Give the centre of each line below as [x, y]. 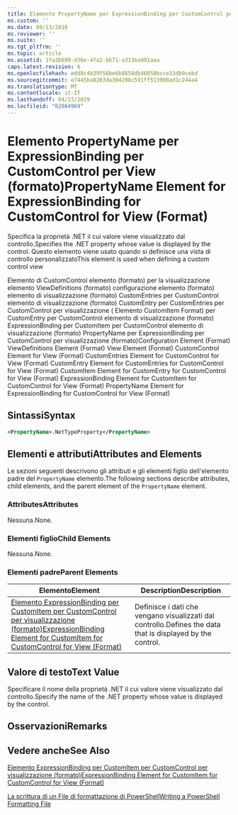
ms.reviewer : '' [31, 34]
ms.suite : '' [27, 40]
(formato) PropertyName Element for [117, 187]
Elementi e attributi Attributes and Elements [105, 454]
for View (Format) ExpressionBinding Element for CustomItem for [102, 378]
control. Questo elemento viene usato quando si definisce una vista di [109, 251]
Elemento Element [69, 591]
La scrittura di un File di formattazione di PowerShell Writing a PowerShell [114, 797]
